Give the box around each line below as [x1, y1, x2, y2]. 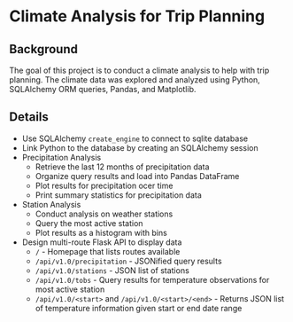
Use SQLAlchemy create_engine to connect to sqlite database [21, 133, 249, 144]
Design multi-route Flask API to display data [21, 237, 182, 247]
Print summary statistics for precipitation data [35, 189, 202, 200]
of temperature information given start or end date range [35, 302, 243, 313]
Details [9, 109, 49, 125]
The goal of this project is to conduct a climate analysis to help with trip [9, 65, 270, 75]
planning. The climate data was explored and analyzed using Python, [9, 75, 261, 85]
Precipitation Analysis [21, 152, 102, 162]
